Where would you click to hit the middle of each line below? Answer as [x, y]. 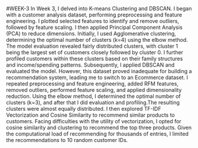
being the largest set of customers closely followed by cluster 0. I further [95, 52]
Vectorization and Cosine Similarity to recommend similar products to [91, 115]
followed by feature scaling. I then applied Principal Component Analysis [95, 27]
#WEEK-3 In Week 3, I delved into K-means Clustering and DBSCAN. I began [99, 9]
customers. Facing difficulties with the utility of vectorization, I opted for [94, 121]
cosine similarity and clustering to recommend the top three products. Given [99, 127]
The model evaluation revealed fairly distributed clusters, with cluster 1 [92, 46]
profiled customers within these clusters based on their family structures [95, 59]
